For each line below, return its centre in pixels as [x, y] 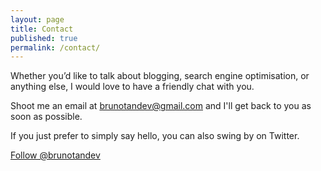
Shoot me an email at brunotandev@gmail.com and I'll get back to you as [161, 106]
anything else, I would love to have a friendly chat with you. [132, 87]
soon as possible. [46, 117]
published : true [44, 38]
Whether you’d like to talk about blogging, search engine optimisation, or [160, 76]
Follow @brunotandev [55, 155]
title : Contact [42, 29]
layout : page [37, 19]
